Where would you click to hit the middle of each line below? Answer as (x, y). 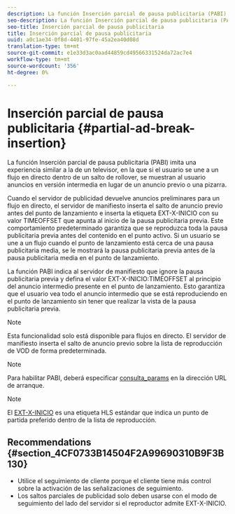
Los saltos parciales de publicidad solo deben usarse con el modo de (117, 496)
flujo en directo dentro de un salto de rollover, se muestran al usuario (107, 177)
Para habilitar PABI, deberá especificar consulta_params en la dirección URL (117, 378)
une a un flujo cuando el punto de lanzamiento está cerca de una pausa (111, 243)
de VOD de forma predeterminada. (57, 351)
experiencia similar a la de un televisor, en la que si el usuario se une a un (113, 170)
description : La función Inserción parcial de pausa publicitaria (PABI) (117, 14)
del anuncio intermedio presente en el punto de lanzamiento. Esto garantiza (116, 286)
